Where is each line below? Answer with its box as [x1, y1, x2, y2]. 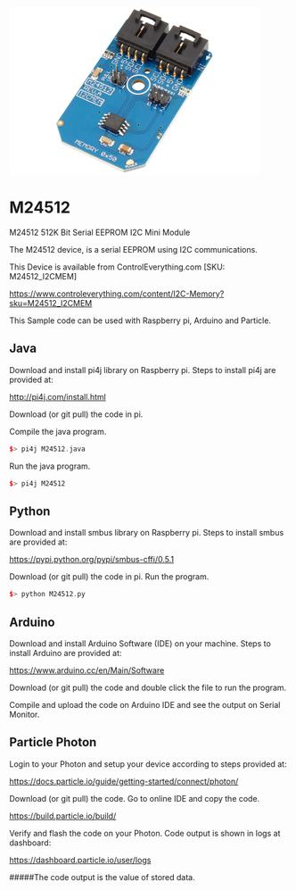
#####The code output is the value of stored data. [9, 871, 195, 882]
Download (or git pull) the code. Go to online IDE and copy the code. [9, 793, 260, 803]
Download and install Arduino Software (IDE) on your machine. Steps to [9, 638, 272, 649]
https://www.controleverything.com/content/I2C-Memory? [9, 288, 225, 299]
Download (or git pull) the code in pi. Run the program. [9, 571, 210, 582]
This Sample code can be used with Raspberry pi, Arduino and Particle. [9, 315, 272, 326]
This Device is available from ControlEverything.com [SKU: [9, 262, 226, 272]
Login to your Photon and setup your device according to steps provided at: [9, 758, 287, 769]
